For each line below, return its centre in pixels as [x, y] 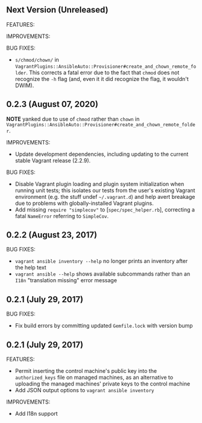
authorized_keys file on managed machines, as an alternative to [94, 378]
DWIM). [24, 85]
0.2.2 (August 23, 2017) [52, 235]
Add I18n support [36, 414]
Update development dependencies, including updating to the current [102, 154]
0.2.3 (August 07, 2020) [52, 104]
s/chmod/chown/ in [37, 59]
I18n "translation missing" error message [66, 280]
